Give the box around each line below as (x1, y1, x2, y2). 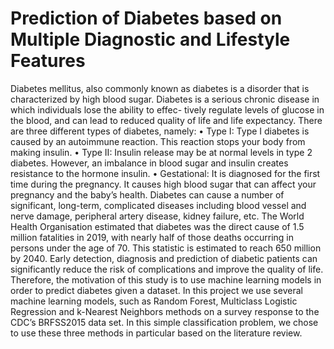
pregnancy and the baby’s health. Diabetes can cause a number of (10, 188, 285, 201)
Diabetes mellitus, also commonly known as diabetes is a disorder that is (10, 82, 310, 94)
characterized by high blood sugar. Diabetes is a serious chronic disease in (10, 93, 320, 105)
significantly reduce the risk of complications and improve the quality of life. (10, 263, 324, 275)
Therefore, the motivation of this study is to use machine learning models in (10, 273, 322, 286)
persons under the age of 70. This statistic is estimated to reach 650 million (10, 242, 322, 254)
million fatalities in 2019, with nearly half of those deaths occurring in (10, 231, 295, 243)
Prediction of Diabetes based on (10, 7, 283, 30)
